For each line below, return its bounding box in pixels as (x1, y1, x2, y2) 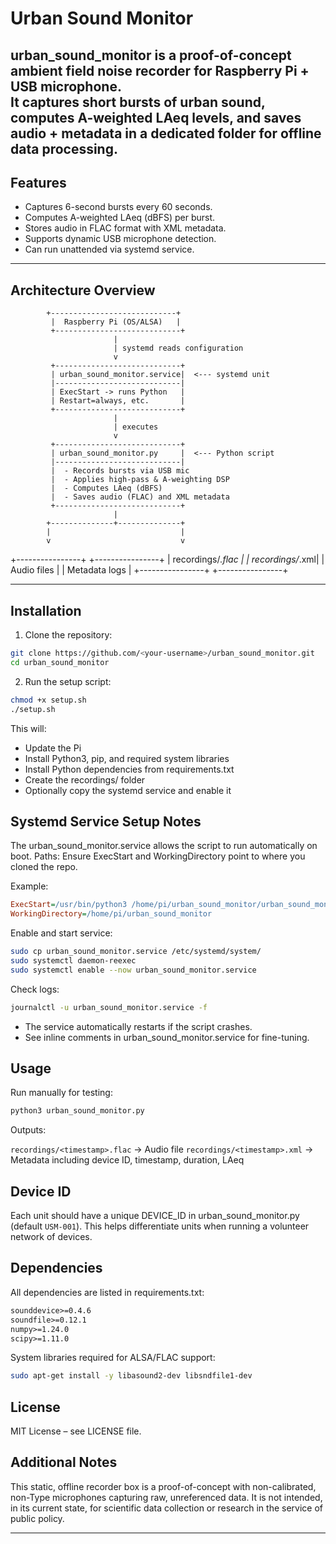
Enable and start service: (10, 927, 113, 939)
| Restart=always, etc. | (50, 396, 186, 406)
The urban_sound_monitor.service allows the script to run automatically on (10, 840, 318, 852)
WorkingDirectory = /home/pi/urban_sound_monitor (10, 909, 213, 919)
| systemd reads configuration (113, 343, 244, 354)
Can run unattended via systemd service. (24, 243, 195, 256)
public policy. (10, 1512, 65, 1524)
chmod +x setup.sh (10, 695, 87, 705)
